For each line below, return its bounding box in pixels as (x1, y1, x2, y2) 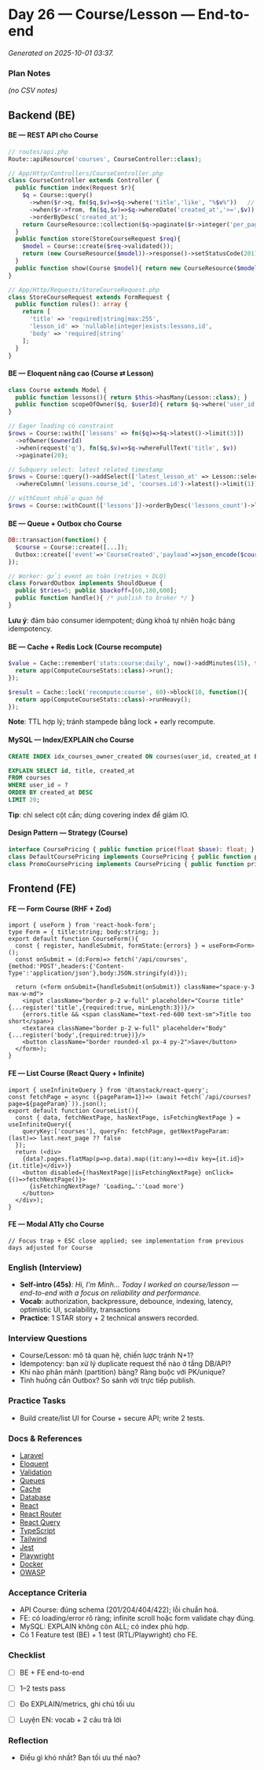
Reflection (8, 1735, 49, 1746)
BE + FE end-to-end (19, 1668, 85, 1677)
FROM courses (8, 774, 51, 782)
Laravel (19, 1450, 44, 1460)
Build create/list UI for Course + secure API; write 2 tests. (19, 1413, 206, 1423)
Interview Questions (8, 1332, 88, 1343)
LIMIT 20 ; (8, 796, 41, 804)
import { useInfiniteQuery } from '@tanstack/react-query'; (8, 1086, 210, 1094)
